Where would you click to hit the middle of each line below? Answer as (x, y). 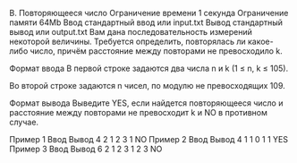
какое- (261, 41)
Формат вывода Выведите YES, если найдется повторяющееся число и (146, 103)
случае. (24, 122)
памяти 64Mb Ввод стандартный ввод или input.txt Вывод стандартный (146, 22)
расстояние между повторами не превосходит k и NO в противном (139, 112)
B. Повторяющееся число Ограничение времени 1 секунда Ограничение (149, 13)
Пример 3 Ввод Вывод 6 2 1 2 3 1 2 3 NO (86, 149)
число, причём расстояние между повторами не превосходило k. (157, 51)
